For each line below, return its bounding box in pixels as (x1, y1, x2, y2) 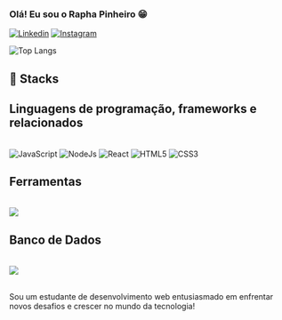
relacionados (9, 116, 84, 131)
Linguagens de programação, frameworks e (9, 101, 257, 116)
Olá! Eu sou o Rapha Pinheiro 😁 (9, 8, 148, 20)
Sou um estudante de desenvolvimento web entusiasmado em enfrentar (9, 292, 274, 302)
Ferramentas (9, 173, 82, 189)
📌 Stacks (9, 71, 60, 86)
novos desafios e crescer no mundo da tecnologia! (9, 301, 196, 312)
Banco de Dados (9, 232, 102, 247)
